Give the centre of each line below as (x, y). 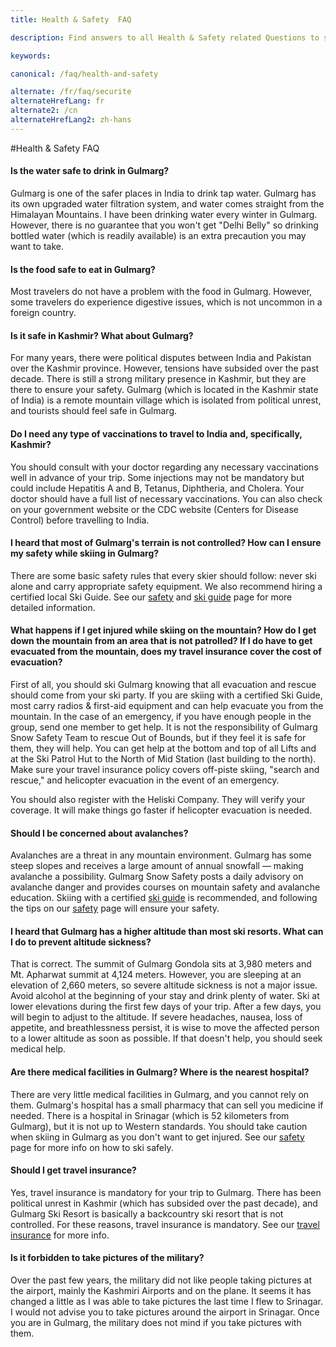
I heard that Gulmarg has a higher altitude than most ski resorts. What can (167, 931)
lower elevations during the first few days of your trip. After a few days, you (166, 1007)
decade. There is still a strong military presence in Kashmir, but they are (158, 379)
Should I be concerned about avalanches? (99, 833)
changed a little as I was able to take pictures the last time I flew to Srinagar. (167, 1301)
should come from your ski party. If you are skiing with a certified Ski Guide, (166, 695)
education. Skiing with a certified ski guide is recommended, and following (164, 898)
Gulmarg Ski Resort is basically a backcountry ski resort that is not (147, 1213)
